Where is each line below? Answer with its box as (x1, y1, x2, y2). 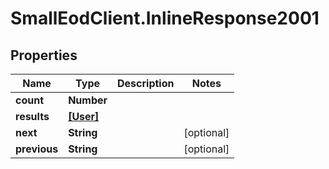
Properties (10, 47, 78, 64)
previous (15, 142, 59, 156)
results (15, 110, 50, 123)
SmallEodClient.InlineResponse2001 (10, 7, 320, 30)
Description (117, 77, 175, 90)
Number (68, 93, 108, 107)
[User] (68, 110, 100, 123)
